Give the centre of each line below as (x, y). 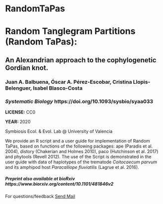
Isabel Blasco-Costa (58, 88)
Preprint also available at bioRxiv (40, 178)
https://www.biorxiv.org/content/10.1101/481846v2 (59, 184)
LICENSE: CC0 (20, 112)
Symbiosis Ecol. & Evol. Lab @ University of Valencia (59, 131)
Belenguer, (19, 88)
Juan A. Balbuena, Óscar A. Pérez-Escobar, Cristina (69, 82)
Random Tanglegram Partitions (70, 31)
